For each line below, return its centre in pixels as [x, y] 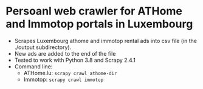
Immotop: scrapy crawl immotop [64, 79]
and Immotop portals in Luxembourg [99, 24]
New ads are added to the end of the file [65, 53]
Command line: [33, 66]
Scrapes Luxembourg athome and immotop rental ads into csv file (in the [105, 41]
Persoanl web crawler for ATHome [94, 11]
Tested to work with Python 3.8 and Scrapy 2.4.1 [75, 60]
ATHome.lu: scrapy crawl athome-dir [70, 73]
